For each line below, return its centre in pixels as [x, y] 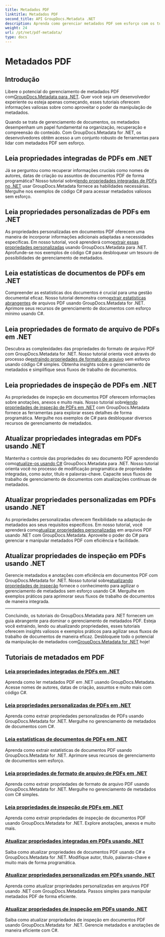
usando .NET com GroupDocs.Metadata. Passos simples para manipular [78, 891]
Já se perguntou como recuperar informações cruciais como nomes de [77, 170]
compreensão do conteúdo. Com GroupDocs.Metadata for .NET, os [73, 132]
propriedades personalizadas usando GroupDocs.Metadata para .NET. [76, 247]
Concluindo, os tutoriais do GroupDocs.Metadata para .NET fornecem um [79, 616]
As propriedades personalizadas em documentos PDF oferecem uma [75, 232]
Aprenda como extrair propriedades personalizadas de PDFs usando [74, 716]
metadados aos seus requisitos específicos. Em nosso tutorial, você [74, 525]
